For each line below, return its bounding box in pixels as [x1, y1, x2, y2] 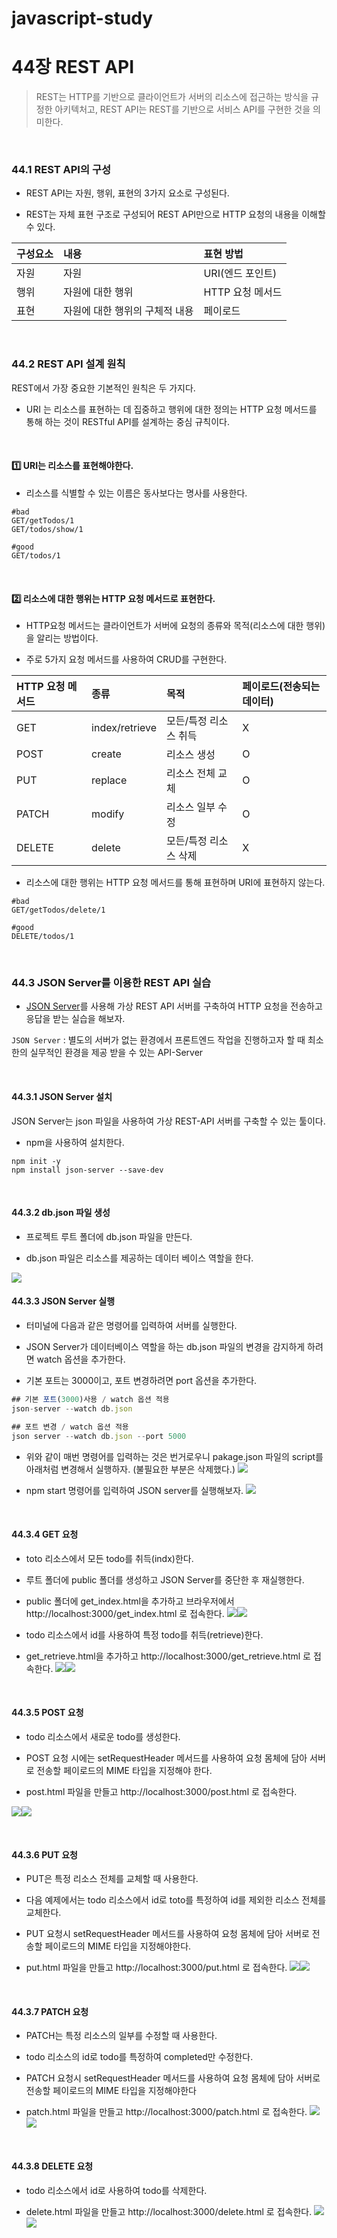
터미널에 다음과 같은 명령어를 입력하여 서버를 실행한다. [25, 1320, 238, 1332]
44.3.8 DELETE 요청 [11, 2160, 94, 2172]
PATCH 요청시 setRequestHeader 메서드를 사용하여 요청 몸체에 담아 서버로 [25, 2072, 321, 2084]
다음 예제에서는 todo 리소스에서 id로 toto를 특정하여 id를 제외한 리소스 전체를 [25, 1894, 327, 1906]
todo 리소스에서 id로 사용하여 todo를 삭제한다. [25, 2184, 208, 2196]
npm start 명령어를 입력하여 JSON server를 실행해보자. [25, 1484, 244, 1496]
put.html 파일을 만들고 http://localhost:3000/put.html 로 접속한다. [25, 1962, 288, 1974]
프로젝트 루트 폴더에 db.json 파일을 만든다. [25, 1230, 193, 1242]
